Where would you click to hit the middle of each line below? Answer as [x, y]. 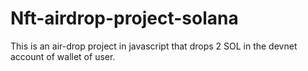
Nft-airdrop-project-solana [124, 18]
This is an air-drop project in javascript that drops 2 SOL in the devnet [154, 46]
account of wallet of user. [63, 56]
